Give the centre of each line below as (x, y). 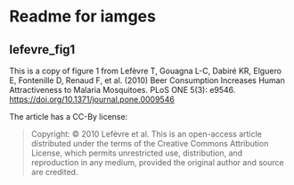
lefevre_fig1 (42, 50)
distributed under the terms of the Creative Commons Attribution (150, 143)
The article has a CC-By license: (69, 117)
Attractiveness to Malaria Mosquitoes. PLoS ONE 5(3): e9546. (122, 90)
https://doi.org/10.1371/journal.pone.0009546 (92, 99)
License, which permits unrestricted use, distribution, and (137, 153)
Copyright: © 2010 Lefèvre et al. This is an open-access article (147, 134)
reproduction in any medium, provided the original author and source (157, 162)
